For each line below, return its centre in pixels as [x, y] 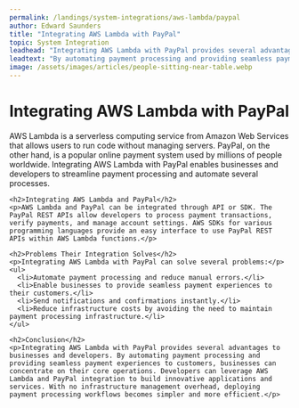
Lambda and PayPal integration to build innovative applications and [141, 379]
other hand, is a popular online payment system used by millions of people [146, 155]
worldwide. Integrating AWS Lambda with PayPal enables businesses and [144, 164]
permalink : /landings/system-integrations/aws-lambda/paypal [125, 17]
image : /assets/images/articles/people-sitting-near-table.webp [131, 68]
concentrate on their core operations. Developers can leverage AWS [139, 371]
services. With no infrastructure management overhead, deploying [135, 387]
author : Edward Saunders [55, 26]
